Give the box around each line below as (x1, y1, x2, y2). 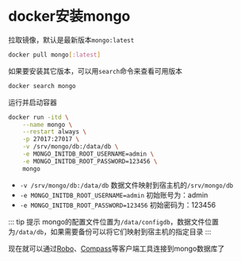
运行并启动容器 (8, 97, 57, 107)
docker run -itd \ (8, 113, 69, 121)
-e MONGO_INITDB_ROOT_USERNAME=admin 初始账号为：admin (19, 190, 208, 199)
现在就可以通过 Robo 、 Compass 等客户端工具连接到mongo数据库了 (8, 244, 225, 253)
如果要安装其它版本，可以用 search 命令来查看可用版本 (8, 66, 182, 75)
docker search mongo (8, 82, 77, 90)
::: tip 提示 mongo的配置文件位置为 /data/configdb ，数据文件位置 (8, 217, 220, 226)
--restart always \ (22, 128, 87, 136)
